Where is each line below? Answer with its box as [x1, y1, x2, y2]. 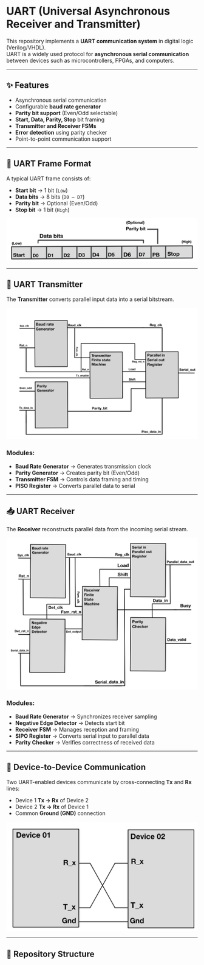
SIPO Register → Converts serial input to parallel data [15, 732, 150, 740]
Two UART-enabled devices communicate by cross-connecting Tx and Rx [6, 778, 192, 785]
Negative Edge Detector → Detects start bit [15, 719, 125, 726]
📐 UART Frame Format [6, 158, 92, 169]
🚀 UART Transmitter [6, 279, 83, 290]
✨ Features [6, 80, 49, 91]
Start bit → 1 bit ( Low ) [15, 186, 68, 194]
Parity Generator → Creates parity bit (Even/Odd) [15, 469, 140, 476]
